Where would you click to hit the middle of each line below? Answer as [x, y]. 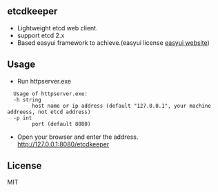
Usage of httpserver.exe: [51, 94]
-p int [23, 118]
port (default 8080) [61, 124]
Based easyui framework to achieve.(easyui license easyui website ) [113, 42]
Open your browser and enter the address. [78, 137]
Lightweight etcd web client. [57, 28]
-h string [27, 99]
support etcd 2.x [41, 35]
